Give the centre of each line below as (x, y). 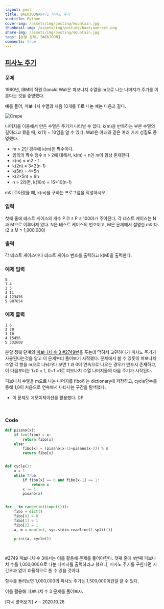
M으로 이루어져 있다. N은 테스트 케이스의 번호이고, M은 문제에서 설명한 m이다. (84, 224)
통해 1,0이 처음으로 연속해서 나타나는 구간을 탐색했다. (56, 387)
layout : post (18, 10)
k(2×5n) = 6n (25, 176)
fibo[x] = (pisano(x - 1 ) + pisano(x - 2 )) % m (66, 449)
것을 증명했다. (31, 96)
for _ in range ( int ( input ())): (37, 507)
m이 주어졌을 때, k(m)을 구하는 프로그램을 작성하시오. (56, 193)
